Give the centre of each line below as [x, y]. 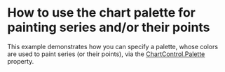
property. [21, 61]
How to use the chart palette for [102, 13]
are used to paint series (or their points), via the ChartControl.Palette [106, 54]
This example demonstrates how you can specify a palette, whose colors [113, 46]
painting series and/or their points [109, 27]
